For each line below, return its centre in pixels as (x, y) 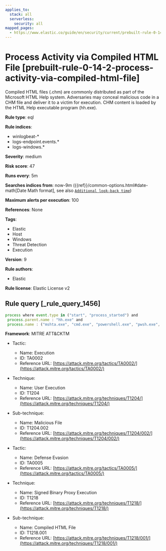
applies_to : (17, 10)
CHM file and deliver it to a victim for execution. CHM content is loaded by (81, 102)
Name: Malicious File (41, 423)
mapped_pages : (20, 28)
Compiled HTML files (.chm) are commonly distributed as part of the (75, 92)
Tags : (11, 219)
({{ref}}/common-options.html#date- (110, 185)
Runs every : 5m (21, 176)
